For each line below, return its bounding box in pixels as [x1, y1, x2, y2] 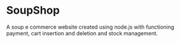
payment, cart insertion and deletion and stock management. [6, 29, 158, 36]
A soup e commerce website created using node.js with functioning [6, 23, 175, 30]
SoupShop [6, 4, 60, 17]
